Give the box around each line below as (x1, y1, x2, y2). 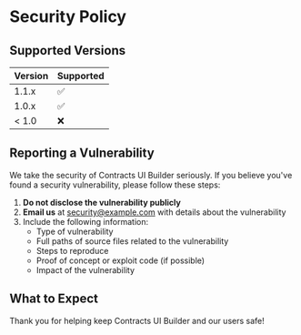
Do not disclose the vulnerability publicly (22, 197, 182, 208)
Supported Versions (9, 43, 125, 58)
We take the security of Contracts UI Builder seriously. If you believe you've (9, 169, 293, 180)
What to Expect (9, 291, 98, 307)
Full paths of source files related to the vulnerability (35, 235, 229, 247)
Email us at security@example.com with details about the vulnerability (22, 207, 286, 218)
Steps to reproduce (35, 245, 109, 256)
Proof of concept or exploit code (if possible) (35, 255, 206, 266)
